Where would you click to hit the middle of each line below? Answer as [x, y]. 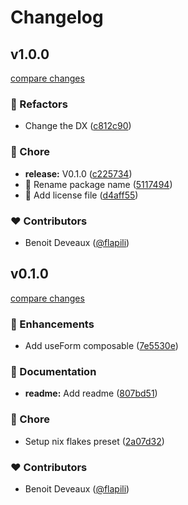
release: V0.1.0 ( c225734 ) [78, 173]
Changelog [57, 17]
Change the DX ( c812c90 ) [78, 126]
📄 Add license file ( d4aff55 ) [81, 195]
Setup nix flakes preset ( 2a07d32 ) [94, 441]
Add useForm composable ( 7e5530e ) [101, 345]
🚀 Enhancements [52, 324]
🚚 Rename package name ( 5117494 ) [98, 184]
